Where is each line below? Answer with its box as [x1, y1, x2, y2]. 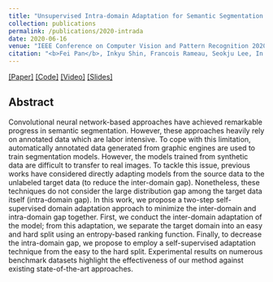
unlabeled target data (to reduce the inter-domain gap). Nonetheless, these [8, 177, 260, 187]
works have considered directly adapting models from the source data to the [8, 168, 266, 179]
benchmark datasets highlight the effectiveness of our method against [8, 255, 244, 265]
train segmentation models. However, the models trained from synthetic [8, 151, 249, 161]
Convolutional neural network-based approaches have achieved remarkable [8, 117, 262, 127]
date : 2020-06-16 [8, 34, 67, 43]
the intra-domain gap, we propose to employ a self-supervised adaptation [8, 237, 256, 248]
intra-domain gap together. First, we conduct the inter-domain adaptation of [8, 212, 262, 222]
